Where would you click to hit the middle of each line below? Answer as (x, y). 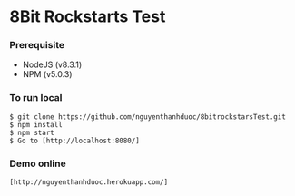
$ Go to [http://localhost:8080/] (75, 141)
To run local (36, 98)
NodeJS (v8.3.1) (52, 64)
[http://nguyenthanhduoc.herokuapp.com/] (89, 182)
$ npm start (32, 132)
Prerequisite (37, 45)
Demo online (38, 163)
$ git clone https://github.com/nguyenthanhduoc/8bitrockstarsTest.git (147, 117)
